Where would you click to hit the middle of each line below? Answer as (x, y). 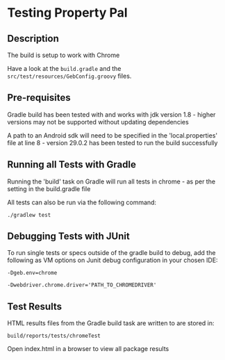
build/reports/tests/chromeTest (54, 336)
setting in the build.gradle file (49, 188)
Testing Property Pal (67, 13)
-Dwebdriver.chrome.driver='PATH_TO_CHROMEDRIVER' (82, 285)
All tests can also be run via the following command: (82, 202)
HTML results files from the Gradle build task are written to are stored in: (111, 323)
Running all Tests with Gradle (72, 165)
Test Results (35, 306)
